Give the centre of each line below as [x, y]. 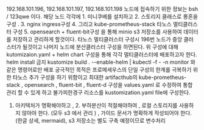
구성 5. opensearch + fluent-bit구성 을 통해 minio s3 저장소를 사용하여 [97, 32]
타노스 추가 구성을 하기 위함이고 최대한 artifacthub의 [75, 77]
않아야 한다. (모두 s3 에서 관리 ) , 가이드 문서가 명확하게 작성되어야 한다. [107, 113]
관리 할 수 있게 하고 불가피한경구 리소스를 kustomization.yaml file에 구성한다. [98, 92]
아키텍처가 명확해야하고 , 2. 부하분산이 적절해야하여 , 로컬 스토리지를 [96, 105]
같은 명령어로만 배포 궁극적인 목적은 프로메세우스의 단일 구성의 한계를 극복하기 [99, 70]
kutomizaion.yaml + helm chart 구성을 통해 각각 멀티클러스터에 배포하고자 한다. [102, 54]
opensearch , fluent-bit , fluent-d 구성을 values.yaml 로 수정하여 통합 [108, 85]
